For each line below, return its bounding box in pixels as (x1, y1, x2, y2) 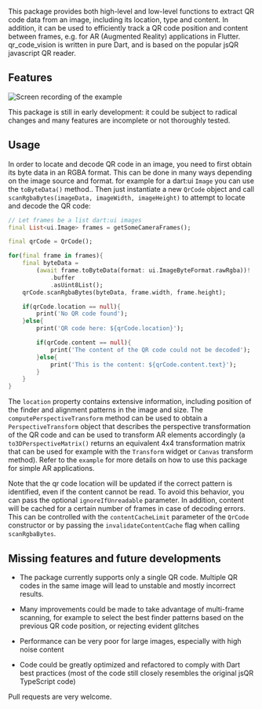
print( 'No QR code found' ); (36, 310, 128, 318)
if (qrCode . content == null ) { (36, 339, 132, 347)
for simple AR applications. (8, 464, 95, 473)
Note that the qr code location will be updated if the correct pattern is (8, 479, 233, 488)
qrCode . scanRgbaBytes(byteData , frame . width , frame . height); (22, 288, 226, 296)
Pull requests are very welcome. (8, 692, 112, 701)
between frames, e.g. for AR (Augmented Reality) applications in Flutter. (8, 31, 241, 41)
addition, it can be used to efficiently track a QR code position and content (8, 24, 249, 32)
